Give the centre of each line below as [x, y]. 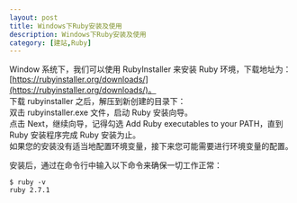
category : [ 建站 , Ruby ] [50, 43]
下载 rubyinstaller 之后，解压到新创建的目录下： [98, 101]
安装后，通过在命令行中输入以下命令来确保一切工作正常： [116, 165]
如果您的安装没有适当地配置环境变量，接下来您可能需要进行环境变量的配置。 [151, 146]
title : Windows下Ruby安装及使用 [66, 26]
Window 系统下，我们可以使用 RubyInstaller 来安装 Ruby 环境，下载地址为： [150, 69]
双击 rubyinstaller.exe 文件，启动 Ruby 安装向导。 [101, 112]
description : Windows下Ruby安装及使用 [78, 34]
